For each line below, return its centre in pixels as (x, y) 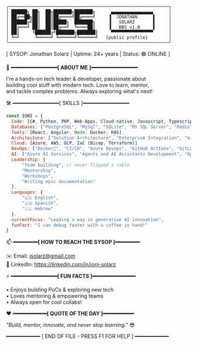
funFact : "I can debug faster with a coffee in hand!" (80, 225)
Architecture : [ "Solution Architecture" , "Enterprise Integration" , (97, 138)
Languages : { (27, 192)
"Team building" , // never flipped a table (76, 165)
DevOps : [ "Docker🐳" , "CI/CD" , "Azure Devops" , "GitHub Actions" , (93, 149)
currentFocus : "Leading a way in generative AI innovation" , (88, 219)
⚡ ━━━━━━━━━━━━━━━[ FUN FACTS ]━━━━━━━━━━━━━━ (71, 276)
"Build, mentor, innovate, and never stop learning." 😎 (70, 325)
